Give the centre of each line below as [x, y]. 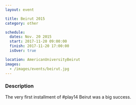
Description [19, 86]
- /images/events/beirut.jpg [39, 69]
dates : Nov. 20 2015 [31, 37]
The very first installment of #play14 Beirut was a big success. [68, 97]
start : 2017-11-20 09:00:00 [38, 42]
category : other [22, 23]
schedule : [15, 32]
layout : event [20, 10]
